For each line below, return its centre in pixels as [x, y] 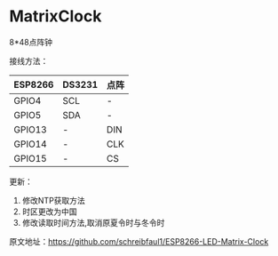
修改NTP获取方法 [54, 200]
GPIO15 [30, 158]
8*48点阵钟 [31, 42]
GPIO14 [30, 144]
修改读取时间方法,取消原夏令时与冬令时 [93, 222]
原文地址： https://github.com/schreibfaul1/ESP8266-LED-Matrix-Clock [139, 241]
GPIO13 [30, 129]
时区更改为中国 [49, 212]
